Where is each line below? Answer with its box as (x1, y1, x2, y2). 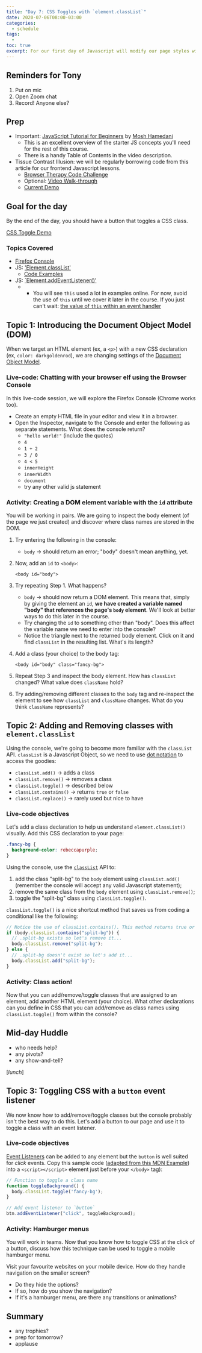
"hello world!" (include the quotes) (23, 432, 114, 439)
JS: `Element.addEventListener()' (14, 277, 97, 284)
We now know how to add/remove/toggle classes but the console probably (6, 1111, 192, 1119)
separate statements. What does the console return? (14, 425, 145, 433)
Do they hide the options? (14, 1281, 79, 1289)
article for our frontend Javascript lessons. (14, 165, 121, 172)
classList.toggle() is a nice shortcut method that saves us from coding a (6, 906, 189, 913)
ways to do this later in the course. (23, 612, 110, 620)
